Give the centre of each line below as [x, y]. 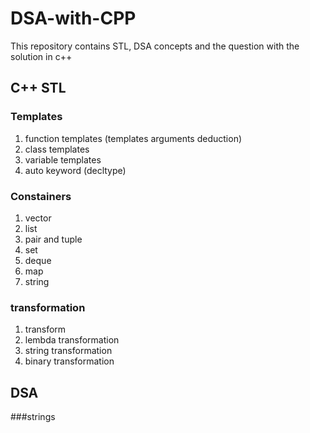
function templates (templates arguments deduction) [133, 138]
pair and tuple [53, 239]
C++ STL [38, 88]
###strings [33, 417]
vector [38, 218]
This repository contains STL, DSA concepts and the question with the [155, 46]
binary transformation [69, 361]
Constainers [41, 196]
